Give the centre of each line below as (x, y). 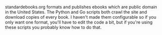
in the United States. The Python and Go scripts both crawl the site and (76, 12)
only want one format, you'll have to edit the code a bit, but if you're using (79, 22)
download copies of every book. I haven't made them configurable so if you (81, 17)
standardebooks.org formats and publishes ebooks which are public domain (81, 7)
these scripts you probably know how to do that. (53, 27)
